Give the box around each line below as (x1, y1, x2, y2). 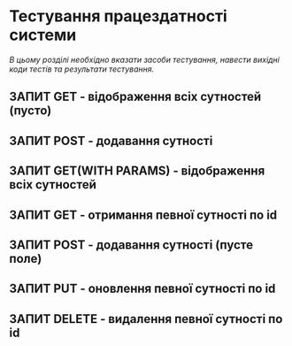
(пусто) (9, 104, 52, 119)
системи (9, 25, 77, 45)
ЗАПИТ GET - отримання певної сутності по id (9, 207, 278, 222)
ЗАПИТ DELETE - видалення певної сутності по (9, 311, 283, 327)
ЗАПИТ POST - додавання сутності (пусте (9, 237, 254, 252)
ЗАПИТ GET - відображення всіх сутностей (9, 89, 262, 104)
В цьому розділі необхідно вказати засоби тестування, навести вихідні (9, 54, 280, 65)
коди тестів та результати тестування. (9, 64, 155, 74)
